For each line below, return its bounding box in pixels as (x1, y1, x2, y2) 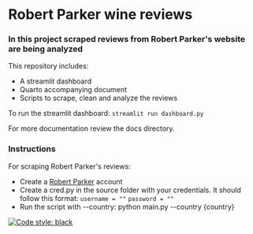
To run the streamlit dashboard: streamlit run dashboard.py (8, 109, 204, 118)
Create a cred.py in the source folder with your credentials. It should (19, 185, 242, 195)
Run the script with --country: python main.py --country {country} (19, 202, 235, 211)
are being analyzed (8, 43, 83, 54)
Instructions (8, 143, 57, 154)
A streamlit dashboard (19, 76, 92, 86)
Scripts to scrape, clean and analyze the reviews (19, 93, 178, 103)
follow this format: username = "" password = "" (19, 193, 175, 202)
